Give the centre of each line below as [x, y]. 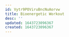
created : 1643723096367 [29, 27]
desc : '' [14, 18]
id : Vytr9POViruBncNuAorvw [33, 9]
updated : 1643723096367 [29, 23]
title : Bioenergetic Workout [35, 14]
